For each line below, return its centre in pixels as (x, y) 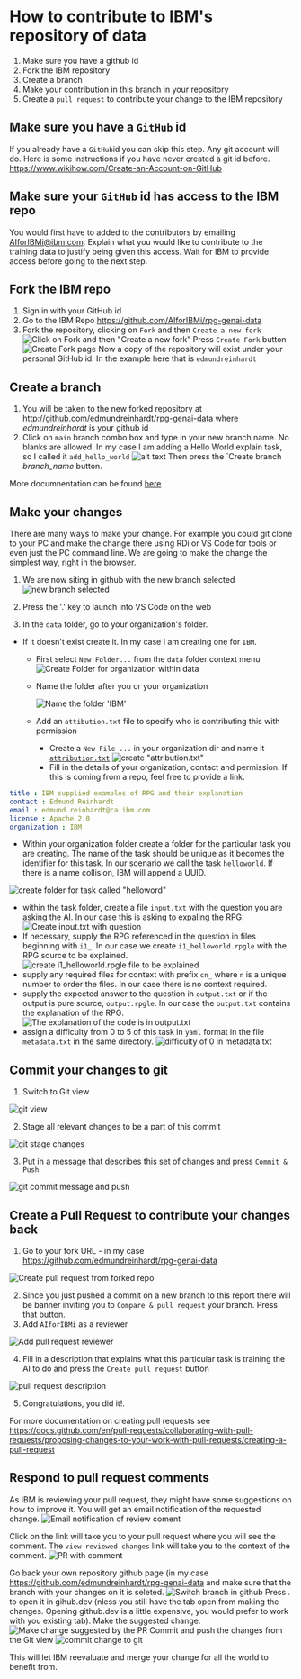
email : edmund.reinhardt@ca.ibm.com (80, 810)
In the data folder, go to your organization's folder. (115, 624)
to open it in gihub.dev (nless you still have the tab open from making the (144, 1602)
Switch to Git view (56, 1092)
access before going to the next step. (79, 261)
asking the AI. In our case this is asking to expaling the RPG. (133, 917)
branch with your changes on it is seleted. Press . (150, 1592)
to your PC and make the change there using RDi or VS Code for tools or (143, 543)
